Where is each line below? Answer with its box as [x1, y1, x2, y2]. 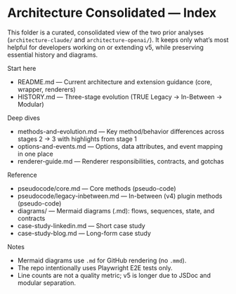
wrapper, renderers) [17, 85, 76, 93]
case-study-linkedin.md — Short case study [17, 221, 145, 229]
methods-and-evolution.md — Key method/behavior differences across [17, 127, 225, 135]
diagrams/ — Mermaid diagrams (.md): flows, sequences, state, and [17, 206, 215, 215]
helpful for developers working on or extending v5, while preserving [7, 43, 204, 51]
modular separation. [17, 279, 76, 287]
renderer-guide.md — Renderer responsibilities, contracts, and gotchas [17, 156, 225, 166]
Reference [7, 171, 37, 179]
